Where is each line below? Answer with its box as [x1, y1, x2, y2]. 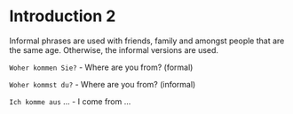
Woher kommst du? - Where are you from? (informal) [9, 79, 196, 89]
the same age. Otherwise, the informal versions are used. [9, 44, 219, 55]
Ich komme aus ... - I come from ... [9, 95, 131, 107]
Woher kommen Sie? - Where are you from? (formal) [9, 62, 194, 72]
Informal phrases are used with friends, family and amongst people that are [9, 35, 285, 46]
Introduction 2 [9, 6, 116, 27]
